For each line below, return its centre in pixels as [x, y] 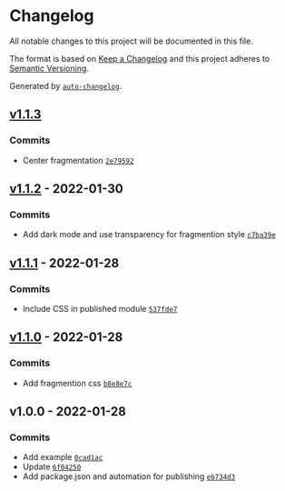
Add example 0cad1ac [63, 457]
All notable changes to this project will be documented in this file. [132, 41]
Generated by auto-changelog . [66, 85]
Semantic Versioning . [49, 68]
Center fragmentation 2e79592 [78, 160]
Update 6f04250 [52, 467]
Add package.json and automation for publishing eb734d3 [129, 476]
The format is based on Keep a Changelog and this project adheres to [140, 58]
